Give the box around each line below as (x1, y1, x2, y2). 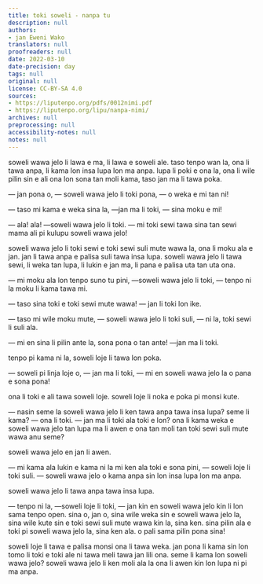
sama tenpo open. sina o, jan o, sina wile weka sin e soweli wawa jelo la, (8, 509, 242, 519)
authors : (8, 26, 37, 34)
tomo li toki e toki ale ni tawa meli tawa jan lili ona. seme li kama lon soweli (8, 549, 247, 559)
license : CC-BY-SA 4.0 (8, 84, 82, 93)
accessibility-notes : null (8, 128, 97, 136)
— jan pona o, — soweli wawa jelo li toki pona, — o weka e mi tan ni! (8, 189, 229, 199)
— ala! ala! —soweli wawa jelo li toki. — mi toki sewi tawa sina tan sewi (8, 219, 237, 229)
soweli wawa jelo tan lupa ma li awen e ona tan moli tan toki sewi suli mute (8, 424, 249, 433)
